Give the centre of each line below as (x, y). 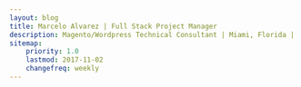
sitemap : (26, 43)
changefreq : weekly (63, 69)
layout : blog (34, 18)
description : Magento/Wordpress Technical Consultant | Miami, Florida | (152, 34)
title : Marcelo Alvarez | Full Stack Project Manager (114, 26)
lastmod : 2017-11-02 (65, 60)
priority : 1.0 (52, 52)
